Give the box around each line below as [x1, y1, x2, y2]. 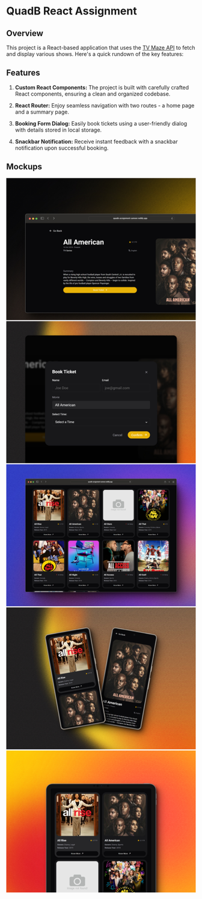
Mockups [6, 162, 43, 172]
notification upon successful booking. [14, 144, 109, 151]
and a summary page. [14, 108, 69, 115]
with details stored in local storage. [14, 126, 102, 133]
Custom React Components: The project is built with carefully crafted [14, 84, 189, 91]
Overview [6, 28, 44, 38]
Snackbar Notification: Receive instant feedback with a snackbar [14, 138, 179, 145]
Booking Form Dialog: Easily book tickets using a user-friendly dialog [14, 120, 188, 127]
